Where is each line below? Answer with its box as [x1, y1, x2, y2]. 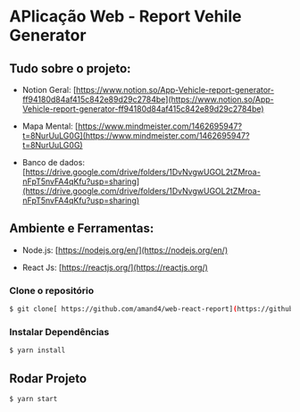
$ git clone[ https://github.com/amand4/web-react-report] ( [9, 305, 238, 314]
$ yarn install [9, 346, 66, 355]
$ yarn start [9, 394, 58, 403]
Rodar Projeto [9, 371, 87, 386]
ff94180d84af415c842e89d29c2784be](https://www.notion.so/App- [21, 94, 274, 105]
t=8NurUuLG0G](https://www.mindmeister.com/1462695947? [21, 130, 250, 140]
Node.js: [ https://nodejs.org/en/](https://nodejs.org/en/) [21, 244, 229, 256]
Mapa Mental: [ [21, 121, 79, 131]
